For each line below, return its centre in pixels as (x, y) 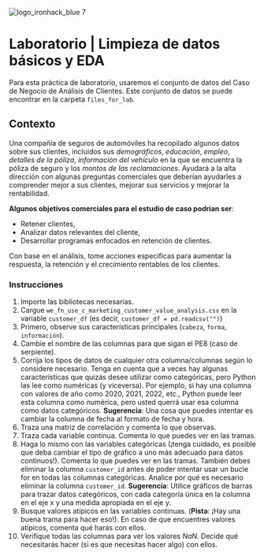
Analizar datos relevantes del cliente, (80, 232)
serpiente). (38, 352)
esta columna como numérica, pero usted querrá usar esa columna (129, 403)
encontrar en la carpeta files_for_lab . (72, 99)
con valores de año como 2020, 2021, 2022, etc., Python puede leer (131, 394)
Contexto (32, 124)
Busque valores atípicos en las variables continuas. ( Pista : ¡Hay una (130, 511)
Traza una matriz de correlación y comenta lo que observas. (118, 427)
